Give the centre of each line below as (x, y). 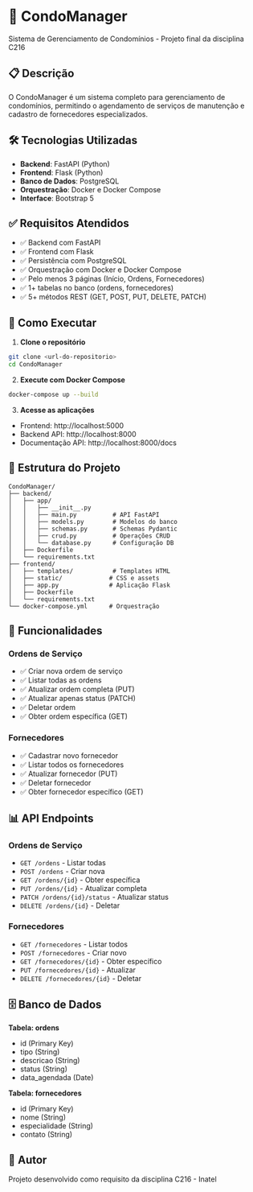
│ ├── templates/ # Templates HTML (90, 571)
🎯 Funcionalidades (55, 631)
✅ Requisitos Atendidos (69, 223)
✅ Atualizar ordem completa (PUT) (77, 689)
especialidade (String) (57, 1126)
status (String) (44, 1069)
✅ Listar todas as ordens (61, 680)
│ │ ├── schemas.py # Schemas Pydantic (93, 529)
